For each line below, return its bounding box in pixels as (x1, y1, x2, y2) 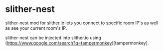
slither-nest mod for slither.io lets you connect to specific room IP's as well (5, 20, 159, 26)
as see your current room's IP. (5, 25, 67, 31)
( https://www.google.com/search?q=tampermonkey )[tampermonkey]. (5, 40, 149, 46)
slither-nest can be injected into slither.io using (5, 35, 101, 41)
